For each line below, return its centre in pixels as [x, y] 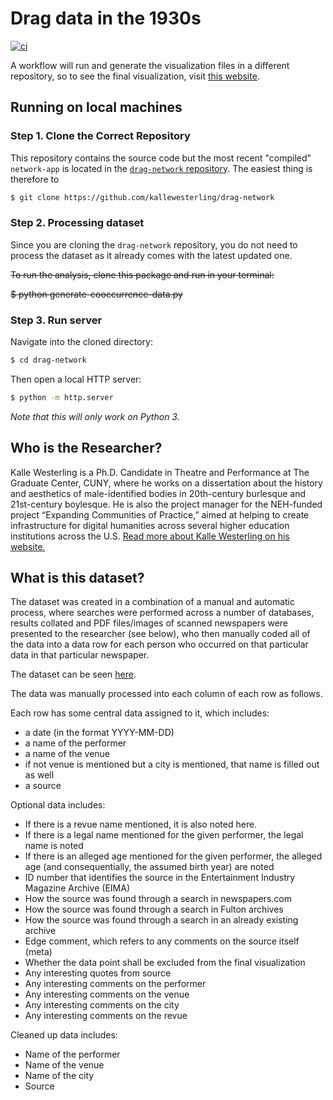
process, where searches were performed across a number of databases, [162, 613]
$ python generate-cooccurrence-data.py [96, 294]
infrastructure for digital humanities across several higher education [150, 525]
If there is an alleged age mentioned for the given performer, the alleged [173, 856]
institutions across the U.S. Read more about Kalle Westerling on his [150, 536]
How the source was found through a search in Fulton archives [154, 909]
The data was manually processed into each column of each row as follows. [166, 694]
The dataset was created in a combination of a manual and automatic [152, 602]
